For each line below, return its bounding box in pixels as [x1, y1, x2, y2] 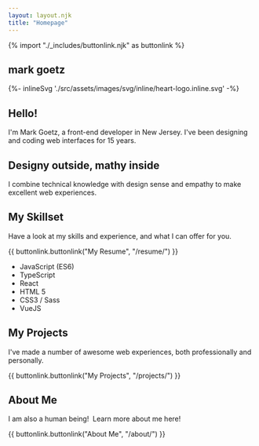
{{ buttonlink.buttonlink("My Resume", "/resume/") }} [8, 247, 179, 256]
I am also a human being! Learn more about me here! [8, 414, 181, 424]
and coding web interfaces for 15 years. [8, 136, 137, 145]
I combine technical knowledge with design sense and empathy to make [8, 179, 242, 188]
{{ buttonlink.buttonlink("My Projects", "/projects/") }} [8, 371, 181, 380]
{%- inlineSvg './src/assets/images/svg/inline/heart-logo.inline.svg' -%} [8, 84, 239, 93]
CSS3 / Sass [19, 295, 60, 305]
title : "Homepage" [8, 19, 68, 27]
